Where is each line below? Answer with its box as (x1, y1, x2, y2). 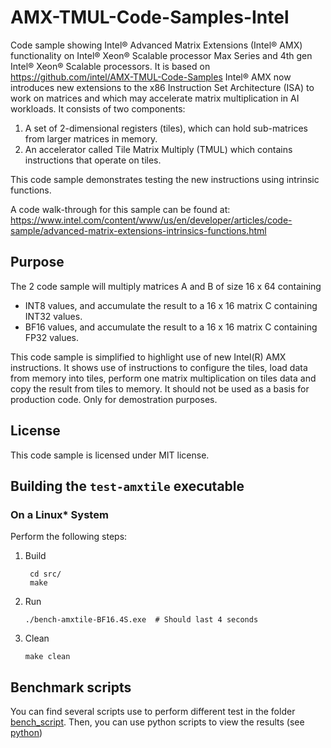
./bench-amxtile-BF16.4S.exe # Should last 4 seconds (24, 615, 259, 625)
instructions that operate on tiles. (24, 154, 162, 166)
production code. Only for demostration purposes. (10, 393, 218, 405)
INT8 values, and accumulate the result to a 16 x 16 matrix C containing (24, 299, 318, 311)
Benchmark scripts (10, 679, 132, 696)
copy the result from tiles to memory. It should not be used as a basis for (10, 382, 310, 395)
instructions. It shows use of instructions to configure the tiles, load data (10, 361, 308, 373)
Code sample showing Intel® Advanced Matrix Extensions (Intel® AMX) (10, 39, 303, 51)
